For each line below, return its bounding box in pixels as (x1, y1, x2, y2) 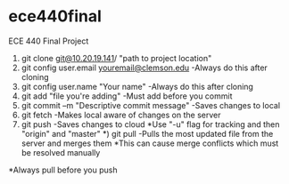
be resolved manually (21, 147, 101, 157)
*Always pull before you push (8, 164, 118, 175)
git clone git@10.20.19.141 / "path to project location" (21, 52, 212, 63)
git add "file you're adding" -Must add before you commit (21, 91, 233, 101)
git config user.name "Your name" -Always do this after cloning (21, 81, 253, 92)
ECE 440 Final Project (8, 36, 89, 46)
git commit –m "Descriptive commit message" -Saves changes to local (21, 100, 281, 110)
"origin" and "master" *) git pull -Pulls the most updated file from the (21, 128, 274, 139)
